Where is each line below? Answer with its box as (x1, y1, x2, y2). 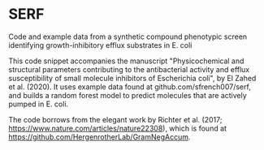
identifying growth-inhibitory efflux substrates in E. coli (8, 40, 193, 49)
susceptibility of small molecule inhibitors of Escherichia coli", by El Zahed (8, 73, 257, 83)
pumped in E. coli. (8, 99, 69, 109)
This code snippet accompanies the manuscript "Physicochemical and (8, 56, 245, 66)
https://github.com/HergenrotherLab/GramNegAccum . (8, 131, 191, 142)
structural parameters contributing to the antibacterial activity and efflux (8, 64, 250, 74)
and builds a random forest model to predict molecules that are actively (8, 90, 248, 100)
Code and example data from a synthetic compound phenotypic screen (8, 32, 248, 41)
